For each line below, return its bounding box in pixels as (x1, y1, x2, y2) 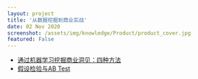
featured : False (7, 36, 54, 43)
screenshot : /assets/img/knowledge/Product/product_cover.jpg (7, 29, 191, 37)
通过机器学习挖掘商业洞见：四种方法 (17, 56, 122, 64)
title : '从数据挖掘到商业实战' (7, 17, 88, 24)
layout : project (7, 10, 54, 17)
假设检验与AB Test (17, 64, 71, 73)
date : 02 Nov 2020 (7, 23, 60, 30)
